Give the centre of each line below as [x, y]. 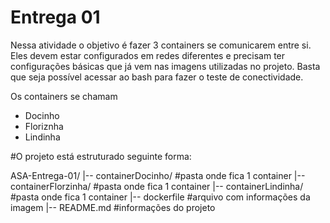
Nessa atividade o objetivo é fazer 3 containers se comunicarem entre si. [161, 45]
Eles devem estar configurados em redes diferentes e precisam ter [148, 55]
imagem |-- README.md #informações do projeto [113, 207]
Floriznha [44, 126]
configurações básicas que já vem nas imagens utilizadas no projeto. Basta [165, 66]
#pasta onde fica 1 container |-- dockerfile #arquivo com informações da [160, 197]
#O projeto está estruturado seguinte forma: [101, 156]
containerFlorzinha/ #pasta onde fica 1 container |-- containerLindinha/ [157, 186]
